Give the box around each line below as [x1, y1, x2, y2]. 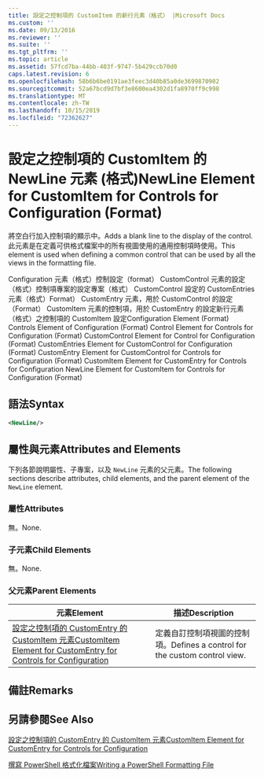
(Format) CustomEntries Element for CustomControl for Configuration [8, 339, 233, 349]
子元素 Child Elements [8, 544, 92, 555]
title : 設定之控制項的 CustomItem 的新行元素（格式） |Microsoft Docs [8, 11, 225, 20]
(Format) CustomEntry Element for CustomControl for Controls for [8, 347, 222, 357]
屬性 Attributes [8, 503, 64, 514]
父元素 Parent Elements [8, 585, 97, 596]
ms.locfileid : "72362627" [8, 114, 93, 122]
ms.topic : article [8, 56, 68, 64]
